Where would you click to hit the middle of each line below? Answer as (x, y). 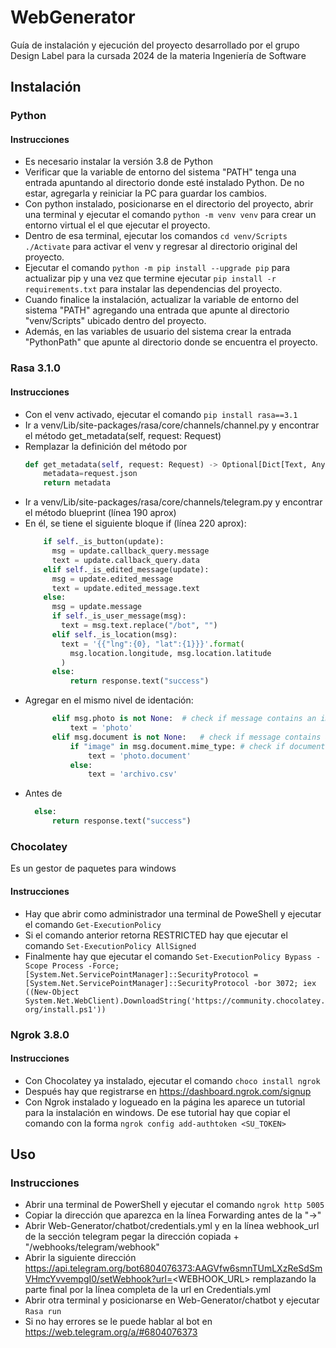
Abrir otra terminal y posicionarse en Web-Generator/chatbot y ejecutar (172, 1300)
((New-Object (52, 992)
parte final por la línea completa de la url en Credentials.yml (148, 1290)
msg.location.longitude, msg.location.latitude (170, 653)
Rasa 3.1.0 (35, 368)
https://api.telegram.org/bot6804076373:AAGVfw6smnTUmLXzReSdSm (173, 1268)
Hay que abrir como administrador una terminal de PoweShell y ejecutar (173, 913)
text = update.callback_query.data (126, 560)
